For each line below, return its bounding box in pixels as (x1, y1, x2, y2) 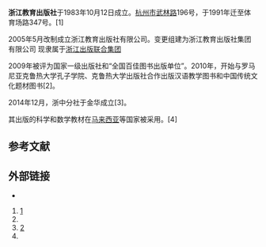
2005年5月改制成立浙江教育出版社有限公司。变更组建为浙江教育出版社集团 (8, 35, 252, 44)
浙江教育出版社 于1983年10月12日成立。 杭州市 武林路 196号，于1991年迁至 (8, 8, 245, 17)
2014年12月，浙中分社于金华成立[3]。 (8, 98, 131, 107)
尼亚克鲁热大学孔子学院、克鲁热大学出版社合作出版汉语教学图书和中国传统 (8, 71, 251, 80)
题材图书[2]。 (14, 81, 59, 90)
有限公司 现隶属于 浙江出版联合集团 (8, 44, 121, 54)
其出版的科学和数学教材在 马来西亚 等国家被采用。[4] (8, 115, 178, 123)
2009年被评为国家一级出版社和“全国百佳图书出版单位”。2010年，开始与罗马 (8, 61, 256, 70)
